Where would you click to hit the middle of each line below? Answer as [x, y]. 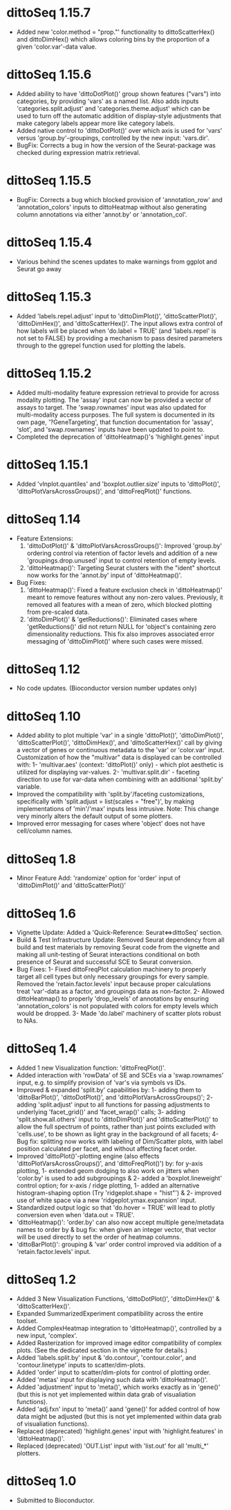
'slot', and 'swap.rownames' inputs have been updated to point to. [110, 429]
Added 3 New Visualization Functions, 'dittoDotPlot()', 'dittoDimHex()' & [118, 1299]
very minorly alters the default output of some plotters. [95, 816]
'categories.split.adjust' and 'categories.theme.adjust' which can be [113, 108]
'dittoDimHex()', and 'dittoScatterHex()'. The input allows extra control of [119, 323]
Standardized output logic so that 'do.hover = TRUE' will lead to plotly [115, 1208]
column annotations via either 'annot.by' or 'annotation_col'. [102, 214]
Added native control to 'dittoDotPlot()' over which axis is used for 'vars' [119, 130]
